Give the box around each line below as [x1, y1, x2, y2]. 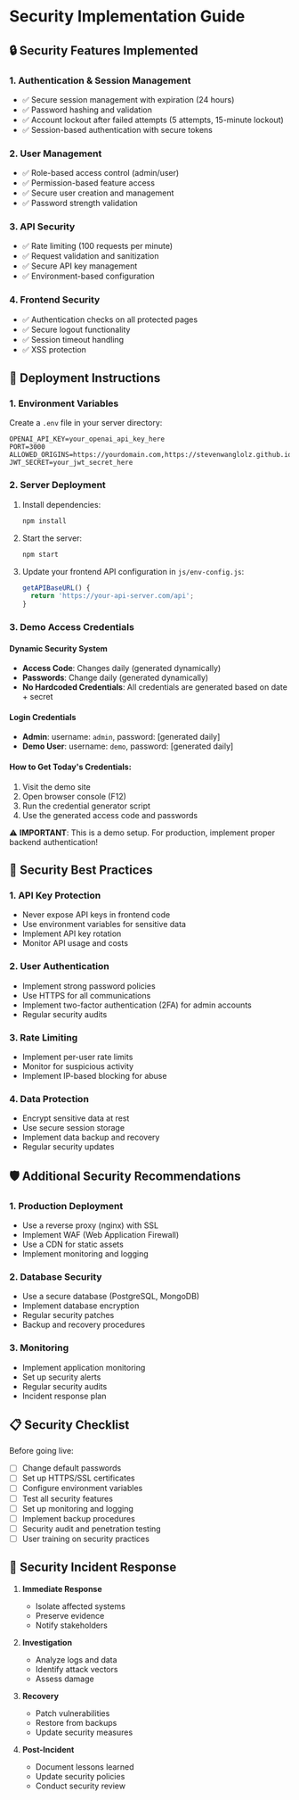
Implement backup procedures [21, 1513, 135, 1523]
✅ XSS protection [21, 344, 87, 354]
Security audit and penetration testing [21, 1523, 162, 1534]
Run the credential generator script [21, 800, 151, 811]
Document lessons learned [35, 1761, 134, 1772]
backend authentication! [9, 836, 98, 847]
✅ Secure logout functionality [21, 324, 131, 335]
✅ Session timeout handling [21, 334, 125, 344]
